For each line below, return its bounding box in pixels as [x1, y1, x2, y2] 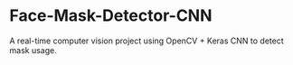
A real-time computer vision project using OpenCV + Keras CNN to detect [9, 35, 285, 46]
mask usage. [9, 44, 57, 55]
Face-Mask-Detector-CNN [9, 5, 213, 26]
